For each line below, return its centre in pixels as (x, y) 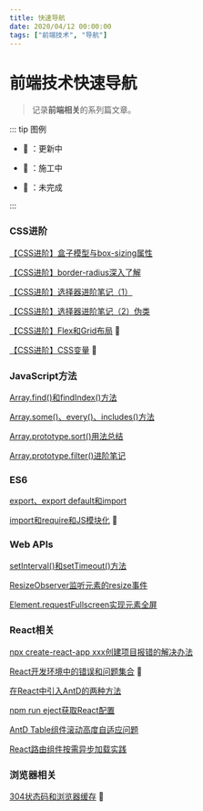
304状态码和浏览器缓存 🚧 (57, 796)
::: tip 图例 (28, 130)
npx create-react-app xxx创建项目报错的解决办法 (101, 652)
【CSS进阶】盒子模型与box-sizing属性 (81, 253)
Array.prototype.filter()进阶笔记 (67, 455)
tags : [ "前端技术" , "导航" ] (58, 35)
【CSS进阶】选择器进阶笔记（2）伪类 (80, 311)
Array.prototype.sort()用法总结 (66, 436)
